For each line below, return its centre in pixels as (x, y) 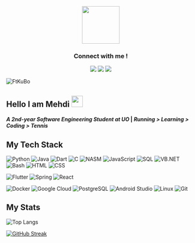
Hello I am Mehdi (38, 104)
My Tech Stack (34, 144)
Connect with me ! (101, 56)
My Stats (23, 207)
